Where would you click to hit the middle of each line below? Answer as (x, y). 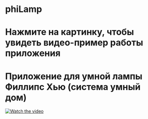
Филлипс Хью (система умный (73, 87)
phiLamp (24, 9)
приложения (33, 53)
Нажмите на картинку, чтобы (70, 32)
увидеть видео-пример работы (74, 43)
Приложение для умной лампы (74, 76)
